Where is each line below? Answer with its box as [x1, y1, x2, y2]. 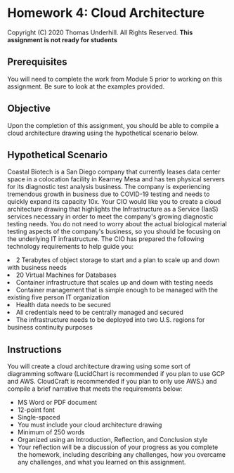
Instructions [7, 343, 62, 356]
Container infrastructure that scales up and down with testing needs [16, 278, 214, 287]
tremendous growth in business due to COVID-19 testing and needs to [7, 190, 210, 198]
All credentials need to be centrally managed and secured [16, 308, 184, 317]
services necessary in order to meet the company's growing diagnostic [7, 212, 214, 221]
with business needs [7, 264, 67, 272]
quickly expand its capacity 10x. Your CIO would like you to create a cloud [7, 197, 221, 206]
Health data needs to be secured [16, 301, 111, 309]
